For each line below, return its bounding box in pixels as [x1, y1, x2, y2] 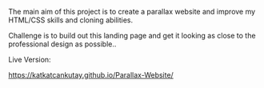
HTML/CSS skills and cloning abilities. [8, 15, 134, 25]
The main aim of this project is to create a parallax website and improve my [8, 7, 256, 16]
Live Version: [8, 55, 51, 64]
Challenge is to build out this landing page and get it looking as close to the [8, 31, 256, 40]
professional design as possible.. [8, 39, 117, 49]
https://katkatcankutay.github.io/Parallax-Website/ [8, 70, 174, 79]
